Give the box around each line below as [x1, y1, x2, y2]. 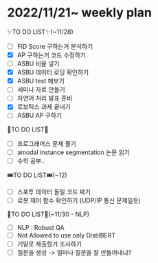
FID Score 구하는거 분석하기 [16, 42, 93, 50]
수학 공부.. [16, 156, 45, 165]
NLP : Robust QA [16, 223, 65, 231]
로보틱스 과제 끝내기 [16, 103, 71, 111]
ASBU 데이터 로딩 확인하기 [16, 68, 89, 76]
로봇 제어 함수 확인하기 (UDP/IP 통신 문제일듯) [16, 196, 141, 204]
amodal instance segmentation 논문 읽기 [16, 148, 131, 156]
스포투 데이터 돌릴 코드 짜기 [16, 187, 91, 196]
